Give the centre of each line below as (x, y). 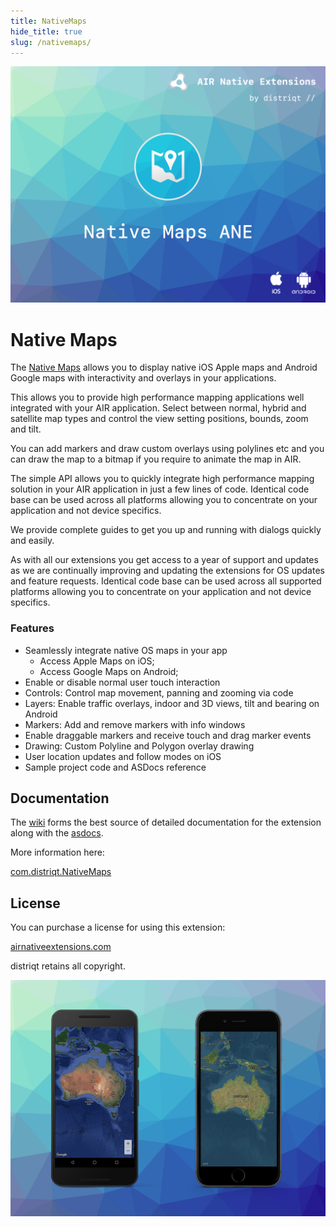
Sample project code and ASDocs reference (115, 767)
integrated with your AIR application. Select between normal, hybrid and (158, 408)
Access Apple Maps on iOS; (97, 661)
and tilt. (26, 429)
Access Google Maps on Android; (109, 671)
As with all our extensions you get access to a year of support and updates (164, 560)
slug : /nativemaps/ (51, 42)
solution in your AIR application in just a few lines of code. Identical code (160, 489)
